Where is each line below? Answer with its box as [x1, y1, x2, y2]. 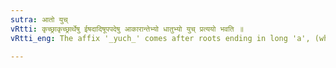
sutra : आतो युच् [10, 14, 68, 25]
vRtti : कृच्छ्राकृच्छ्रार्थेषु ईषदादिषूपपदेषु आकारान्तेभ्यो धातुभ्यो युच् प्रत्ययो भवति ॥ [10, 24, 244, 34]
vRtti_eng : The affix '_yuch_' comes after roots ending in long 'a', [10, 33, 311, 43]
